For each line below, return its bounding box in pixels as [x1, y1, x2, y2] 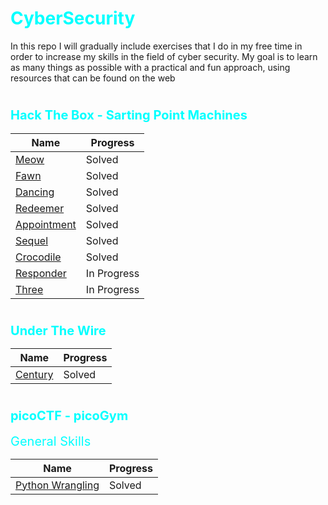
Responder [15, 266, 67, 280]
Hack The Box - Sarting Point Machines [10, 107, 248, 124]
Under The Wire [10, 322, 107, 339]
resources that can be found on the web [10, 72, 176, 84]
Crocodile [15, 250, 62, 264]
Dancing [15, 185, 55, 199]
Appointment [15, 217, 77, 231]
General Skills [10, 433, 92, 449]
